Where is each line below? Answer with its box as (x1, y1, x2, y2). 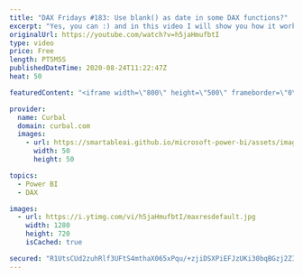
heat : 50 (9, 72, 42, 81)
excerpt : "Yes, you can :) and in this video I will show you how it (9, 22, 277, 31)
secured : (9, 254, 42, 263)
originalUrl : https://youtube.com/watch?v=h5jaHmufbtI (9, 30, 220, 39)
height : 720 (25, 229, 70, 239)
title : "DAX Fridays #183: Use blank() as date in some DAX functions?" (9, 13, 289, 23)
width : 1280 (25, 221, 70, 230)
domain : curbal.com (17, 121, 91, 131)
